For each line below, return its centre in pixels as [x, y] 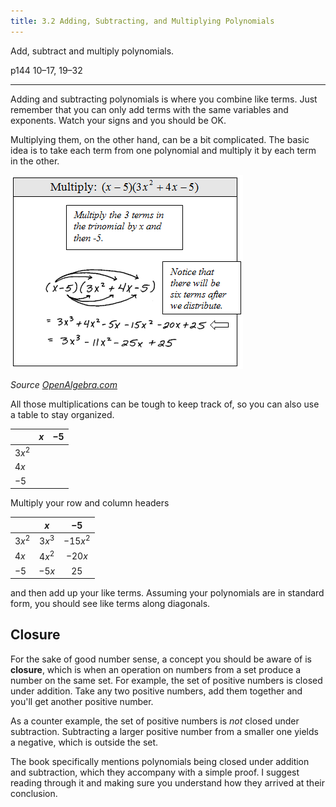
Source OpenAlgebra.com [64, 384]
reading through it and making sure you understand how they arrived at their [167, 782]
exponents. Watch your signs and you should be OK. [118, 120]
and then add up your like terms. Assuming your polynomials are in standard [167, 593]
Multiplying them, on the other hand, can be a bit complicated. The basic [160, 139]
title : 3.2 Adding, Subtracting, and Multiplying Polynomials [142, 21]
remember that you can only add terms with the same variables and [149, 109]
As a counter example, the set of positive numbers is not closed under [155, 721]
